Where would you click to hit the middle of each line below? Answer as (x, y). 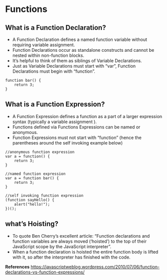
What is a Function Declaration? (56, 28)
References (17, 267)
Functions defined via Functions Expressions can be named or (76, 127)
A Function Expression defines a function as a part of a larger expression (87, 116)
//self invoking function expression (44, 195)
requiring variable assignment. (44, 45)
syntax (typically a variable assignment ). (55, 122)
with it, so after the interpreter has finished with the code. (71, 257)
